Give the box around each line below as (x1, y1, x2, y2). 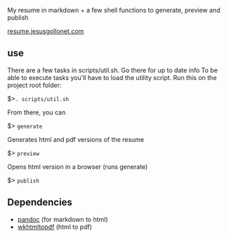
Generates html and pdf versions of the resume (7, 135, 145, 143)
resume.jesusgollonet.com (7, 27, 84, 35)
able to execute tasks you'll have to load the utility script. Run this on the (7, 73, 217, 81)
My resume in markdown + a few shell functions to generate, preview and (7, 6, 221, 14)
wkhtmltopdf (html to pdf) (17, 223, 93, 231)
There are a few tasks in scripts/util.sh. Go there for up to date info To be (7, 66, 218, 74)
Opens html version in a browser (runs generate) (7, 162, 148, 171)
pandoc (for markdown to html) (17, 215, 108, 223)
